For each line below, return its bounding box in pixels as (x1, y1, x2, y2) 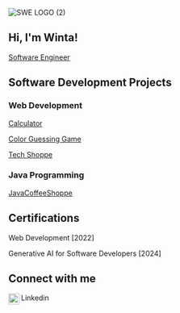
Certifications (8, 211, 80, 225)
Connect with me (8, 272, 97, 286)
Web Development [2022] (8, 232, 94, 242)
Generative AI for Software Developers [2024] (8, 248, 161, 258)
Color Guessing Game (8, 134, 82, 144)
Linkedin (21, 293, 50, 303)
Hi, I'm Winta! (8, 31, 78, 44)
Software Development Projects (8, 76, 172, 90)
